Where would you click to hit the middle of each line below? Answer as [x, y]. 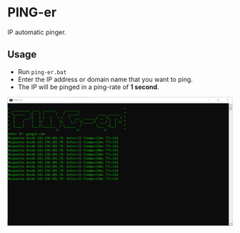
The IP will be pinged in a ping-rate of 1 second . [88, 87]
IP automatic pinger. [37, 32]
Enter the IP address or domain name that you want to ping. [105, 79]
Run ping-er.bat [42, 71]
